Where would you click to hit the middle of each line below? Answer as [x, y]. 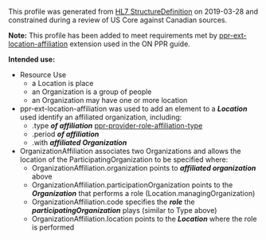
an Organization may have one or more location [110, 100]
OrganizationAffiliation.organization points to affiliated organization [144, 168]
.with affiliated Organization [79, 142]
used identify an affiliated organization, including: [101, 117]
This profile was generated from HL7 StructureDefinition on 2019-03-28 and [133, 12]
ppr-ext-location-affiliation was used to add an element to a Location [133, 108]
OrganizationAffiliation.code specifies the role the [113, 202]
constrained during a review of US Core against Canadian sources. [118, 20]
